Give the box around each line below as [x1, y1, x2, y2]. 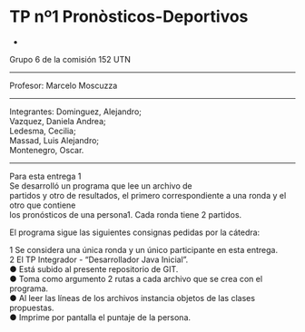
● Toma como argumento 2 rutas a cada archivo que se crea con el [9, 273, 263, 284]
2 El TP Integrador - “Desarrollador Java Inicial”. [9, 254, 189, 265]
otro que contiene [9, 200, 76, 210]
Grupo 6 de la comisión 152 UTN [9, 54, 132, 64]
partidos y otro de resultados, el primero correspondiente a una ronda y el [9, 190, 287, 200]
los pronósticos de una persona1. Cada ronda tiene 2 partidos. [9, 209, 242, 220]
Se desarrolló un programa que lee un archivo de [9, 180, 192, 191]
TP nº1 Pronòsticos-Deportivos [9, 6, 249, 27]
